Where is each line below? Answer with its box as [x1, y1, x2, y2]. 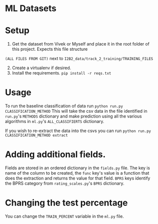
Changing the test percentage [5, 197, 128, 209]
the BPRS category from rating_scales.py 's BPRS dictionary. [5, 180, 125, 186]
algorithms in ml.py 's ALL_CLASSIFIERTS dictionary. [5, 119, 105, 124]
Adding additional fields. [5, 149, 106, 160]
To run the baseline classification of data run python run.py [5, 103, 123, 109]
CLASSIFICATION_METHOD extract [5, 133, 68, 138]
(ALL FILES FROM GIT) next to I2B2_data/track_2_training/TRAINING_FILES [5, 56, 153, 61]
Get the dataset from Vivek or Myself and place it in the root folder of [12, 41, 150, 47]
